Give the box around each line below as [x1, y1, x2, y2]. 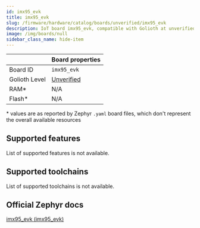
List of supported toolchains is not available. [6, 183, 115, 190]
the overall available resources [6, 116, 82, 123]
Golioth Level [9, 75, 46, 84]
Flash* [9, 95, 29, 103]
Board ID [9, 66, 34, 73]
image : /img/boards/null [6, 31, 68, 37]
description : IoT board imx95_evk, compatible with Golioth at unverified [6, 25, 196, 32]
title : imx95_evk [6, 14, 49, 20]
